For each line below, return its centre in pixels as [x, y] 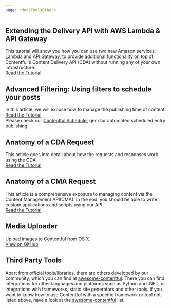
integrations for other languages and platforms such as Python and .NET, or [85, 283]
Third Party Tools [33, 261]
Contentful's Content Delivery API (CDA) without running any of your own [83, 62]
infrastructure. [21, 68]
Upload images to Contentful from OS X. [48, 239]
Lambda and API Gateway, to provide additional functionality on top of [79, 56]
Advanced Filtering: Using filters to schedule [79, 89]
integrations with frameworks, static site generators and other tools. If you [84, 289]
